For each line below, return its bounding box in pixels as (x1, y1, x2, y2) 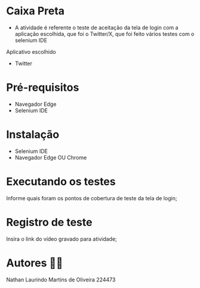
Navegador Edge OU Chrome (14, 154, 87, 161)
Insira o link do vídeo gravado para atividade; (6, 235, 118, 243)
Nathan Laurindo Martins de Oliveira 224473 (6, 276, 116, 283)
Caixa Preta (6, 4, 64, 18)
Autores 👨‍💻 (6, 256, 63, 269)
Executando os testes (6, 175, 116, 188)
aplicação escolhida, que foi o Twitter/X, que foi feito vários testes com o (14, 30, 195, 37)
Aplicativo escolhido (6, 48, 56, 55)
